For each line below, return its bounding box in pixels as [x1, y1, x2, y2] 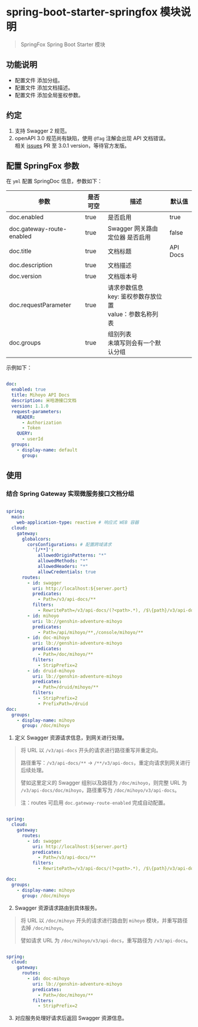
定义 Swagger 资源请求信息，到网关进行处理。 [14, 734, 128, 742]
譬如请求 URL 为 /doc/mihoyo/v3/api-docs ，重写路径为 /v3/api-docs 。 [20, 937, 192, 944]
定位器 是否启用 [108, 233, 151, 242]
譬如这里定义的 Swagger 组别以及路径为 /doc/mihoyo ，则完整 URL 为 [20, 779, 187, 786]
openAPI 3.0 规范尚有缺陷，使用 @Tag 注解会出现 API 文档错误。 [14, 134, 169, 142]
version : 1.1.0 [11, 403, 49, 409]
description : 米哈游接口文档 [11, 398, 77, 404]
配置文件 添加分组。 [14, 76, 63, 83]
